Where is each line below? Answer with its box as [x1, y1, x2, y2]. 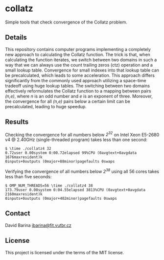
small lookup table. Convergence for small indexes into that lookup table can [5, 67, 159, 73]
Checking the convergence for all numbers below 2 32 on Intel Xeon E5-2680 [5, 131, 160, 138]
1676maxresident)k [5, 155, 43, 160]
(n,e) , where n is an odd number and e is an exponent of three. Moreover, [5, 93, 153, 99]
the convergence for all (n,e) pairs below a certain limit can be [5, 98, 131, 104]
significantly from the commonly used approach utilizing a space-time [5, 77, 147, 83]
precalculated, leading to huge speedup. [5, 103, 87, 109]
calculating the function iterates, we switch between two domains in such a [5, 57, 157, 63]
